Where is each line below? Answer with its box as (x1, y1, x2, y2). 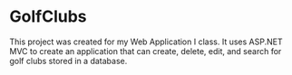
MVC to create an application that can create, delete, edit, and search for (9, 45, 282, 56)
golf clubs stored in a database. (9, 55, 128, 66)
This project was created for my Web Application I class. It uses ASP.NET (9, 36, 283, 47)
